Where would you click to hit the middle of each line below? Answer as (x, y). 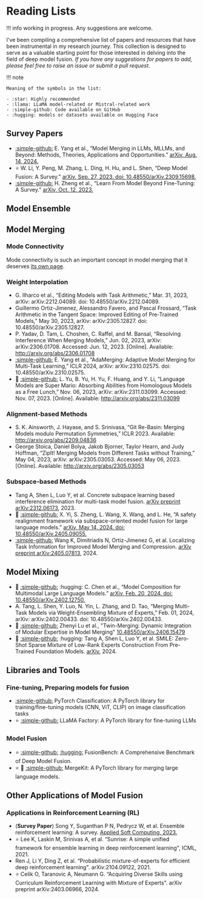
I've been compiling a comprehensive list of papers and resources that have (101, 39)
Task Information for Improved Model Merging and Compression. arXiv (103, 546)
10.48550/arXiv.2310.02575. (50, 373)
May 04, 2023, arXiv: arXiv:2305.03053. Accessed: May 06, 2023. (98, 460)
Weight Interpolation (37, 282)
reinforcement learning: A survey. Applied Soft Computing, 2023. (96, 832)
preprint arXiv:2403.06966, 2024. (57, 889)
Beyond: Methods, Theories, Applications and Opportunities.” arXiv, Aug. (106, 154)
